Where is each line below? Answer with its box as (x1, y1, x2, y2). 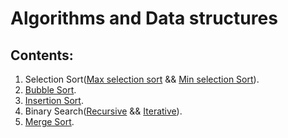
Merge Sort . (24, 116, 75, 127)
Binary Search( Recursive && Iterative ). (24, 105, 183, 117)
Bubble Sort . (24, 84, 77, 96)
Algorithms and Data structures (10, 7, 278, 30)
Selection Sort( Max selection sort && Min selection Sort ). (24, 73, 260, 85)
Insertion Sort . (24, 95, 84, 106)
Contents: (10, 47, 74, 64)
